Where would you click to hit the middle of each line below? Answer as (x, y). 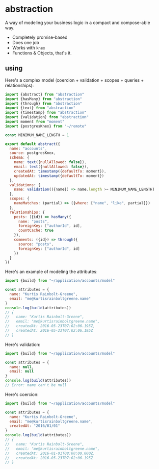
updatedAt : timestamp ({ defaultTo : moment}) (59, 176)
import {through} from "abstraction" (44, 103)
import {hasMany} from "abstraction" (44, 99)
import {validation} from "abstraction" (47, 117)
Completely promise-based (40, 37)
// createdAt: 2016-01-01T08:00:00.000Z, (50, 453)
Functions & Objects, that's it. (42, 53)
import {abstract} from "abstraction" (45, 94)
